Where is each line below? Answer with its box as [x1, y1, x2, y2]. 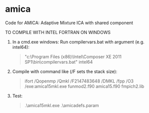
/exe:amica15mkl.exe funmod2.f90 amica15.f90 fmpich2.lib [24, 83, 145, 89]
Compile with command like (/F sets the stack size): [12, 68, 117, 75]
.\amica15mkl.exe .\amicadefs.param [24, 102, 99, 108]
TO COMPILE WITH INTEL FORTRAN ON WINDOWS [5, 29, 111, 35]
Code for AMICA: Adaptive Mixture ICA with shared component [5, 20, 133, 26]
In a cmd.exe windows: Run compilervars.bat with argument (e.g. [12, 38, 145, 45]
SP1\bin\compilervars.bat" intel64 [24, 59, 93, 65]
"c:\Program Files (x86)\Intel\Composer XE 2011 [24, 53, 122, 60]
